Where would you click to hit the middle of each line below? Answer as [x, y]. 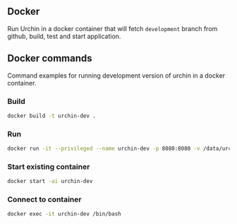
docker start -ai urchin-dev [50, 182]
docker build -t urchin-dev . [52, 116]
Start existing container [49, 167]
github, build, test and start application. [64, 36]
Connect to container [44, 199]
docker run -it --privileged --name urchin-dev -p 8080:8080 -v [104, 149]
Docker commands [50, 58]
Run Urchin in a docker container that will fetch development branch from [113, 28]
